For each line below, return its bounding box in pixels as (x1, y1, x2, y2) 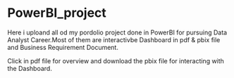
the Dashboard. (7, 64, 53, 72)
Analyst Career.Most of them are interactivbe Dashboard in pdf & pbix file (7, 35, 221, 44)
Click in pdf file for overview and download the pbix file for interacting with (7, 56, 224, 65)
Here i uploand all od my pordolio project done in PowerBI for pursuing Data (7, 28, 228, 37)
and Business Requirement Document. (7, 43, 118, 51)
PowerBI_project (7, 5, 107, 21)
